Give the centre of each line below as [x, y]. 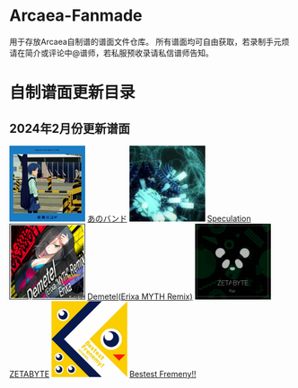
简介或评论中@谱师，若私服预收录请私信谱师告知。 [119, 53]
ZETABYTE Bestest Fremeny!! [103, 374]
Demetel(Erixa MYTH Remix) [140, 296]
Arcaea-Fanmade [76, 16]
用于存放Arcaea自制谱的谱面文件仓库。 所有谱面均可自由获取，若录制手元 [145, 41]
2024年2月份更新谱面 [70, 128]
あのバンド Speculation [169, 218]
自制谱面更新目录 [73, 93]
